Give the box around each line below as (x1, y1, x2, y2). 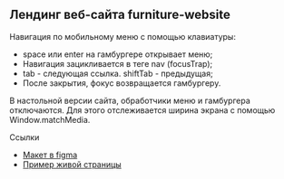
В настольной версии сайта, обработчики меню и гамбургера (9, 95, 251, 106)
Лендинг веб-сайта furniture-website (9, 7, 231, 23)
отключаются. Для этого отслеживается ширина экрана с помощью (9, 104, 276, 116)
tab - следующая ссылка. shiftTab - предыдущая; (22, 68, 213, 79)
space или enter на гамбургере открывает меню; (22, 49, 213, 60)
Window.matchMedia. (9, 114, 91, 125)
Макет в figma (22, 149, 78, 160)
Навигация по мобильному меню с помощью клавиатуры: (9, 31, 236, 42)
